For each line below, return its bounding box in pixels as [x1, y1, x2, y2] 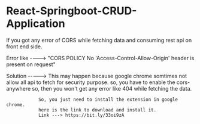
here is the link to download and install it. [38, 107, 157, 113]
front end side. [6, 43, 43, 50]
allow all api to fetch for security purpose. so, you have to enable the [6, 79, 175, 86]
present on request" [6, 61, 56, 68]
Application [6, 17, 65, 30]
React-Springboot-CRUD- [6, 4, 137, 18]
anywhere [6, 85, 31, 92]
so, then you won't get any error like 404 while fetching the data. [32, 85, 192, 92]
